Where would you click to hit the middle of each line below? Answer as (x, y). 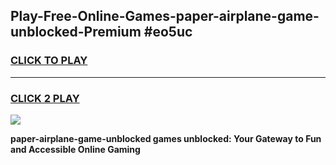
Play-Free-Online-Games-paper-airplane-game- (165, 16)
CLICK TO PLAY (49, 61)
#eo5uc (168, 32)
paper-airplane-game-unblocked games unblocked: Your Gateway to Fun (166, 138)
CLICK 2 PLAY (45, 98)
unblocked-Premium (76, 32)
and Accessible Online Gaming (75, 149)
